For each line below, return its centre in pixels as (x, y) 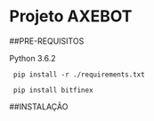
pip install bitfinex (53, 90)
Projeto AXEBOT (71, 16)
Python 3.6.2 (32, 58)
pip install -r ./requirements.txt (79, 74)
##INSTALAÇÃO (39, 106)
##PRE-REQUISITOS (47, 41)
